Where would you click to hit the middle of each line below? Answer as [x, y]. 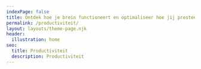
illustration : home [36, 40]
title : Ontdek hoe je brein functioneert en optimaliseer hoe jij [91, 17]
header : [16, 34]
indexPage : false [28, 12]
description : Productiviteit [48, 56]
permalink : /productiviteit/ [42, 23]
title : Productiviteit [40, 51]
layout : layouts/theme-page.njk [46, 28]
